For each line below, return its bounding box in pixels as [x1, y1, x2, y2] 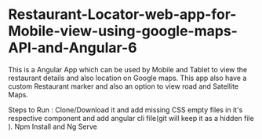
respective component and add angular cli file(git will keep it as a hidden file [8, 113, 255, 123]
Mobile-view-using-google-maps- [8, 22, 238, 40]
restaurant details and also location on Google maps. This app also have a [8, 73, 247, 82]
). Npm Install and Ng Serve [8, 122, 98, 131]
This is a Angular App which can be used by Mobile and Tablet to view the [8, 64, 248, 74]
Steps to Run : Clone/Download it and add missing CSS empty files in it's [8, 104, 243, 115]
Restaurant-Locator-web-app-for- [8, 5, 237, 24]
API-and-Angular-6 [8, 39, 137, 57]
